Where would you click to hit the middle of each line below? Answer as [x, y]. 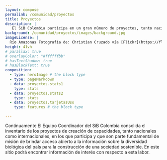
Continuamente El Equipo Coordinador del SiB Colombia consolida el [75, 126]
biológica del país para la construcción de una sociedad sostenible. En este [83, 147]
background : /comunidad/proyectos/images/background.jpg [65, 33]
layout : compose [22, 10]
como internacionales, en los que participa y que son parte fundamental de [82, 136]
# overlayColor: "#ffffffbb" [35, 56]
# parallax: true [23, 51]
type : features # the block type [49, 107]
